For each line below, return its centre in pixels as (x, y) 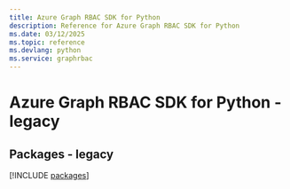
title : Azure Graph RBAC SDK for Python (85, 17)
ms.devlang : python (45, 51)
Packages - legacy (61, 154)
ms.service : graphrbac (51, 59)
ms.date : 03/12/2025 (47, 34)
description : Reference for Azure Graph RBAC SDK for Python (125, 26)
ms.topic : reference (47, 42)
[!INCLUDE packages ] (49, 175)
